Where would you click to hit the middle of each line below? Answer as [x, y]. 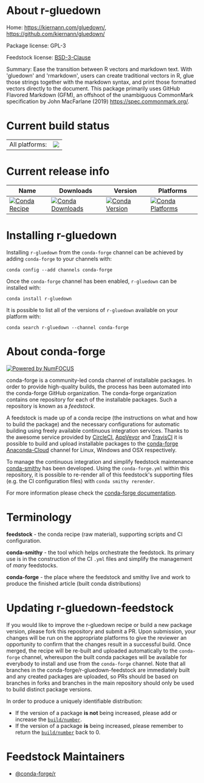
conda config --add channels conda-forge [59, 270]
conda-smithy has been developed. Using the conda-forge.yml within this [98, 468]
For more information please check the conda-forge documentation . [92, 493]
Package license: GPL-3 [36, 46]
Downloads [76, 191]
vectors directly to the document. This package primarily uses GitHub [93, 88]
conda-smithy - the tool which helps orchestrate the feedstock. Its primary [100, 552]
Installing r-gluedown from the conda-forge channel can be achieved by [95, 252]
